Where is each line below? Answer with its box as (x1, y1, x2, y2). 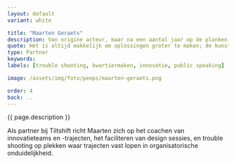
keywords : (7, 55, 37, 63)
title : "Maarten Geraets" (7, 29, 83, 36)
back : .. (7, 94, 33, 101)
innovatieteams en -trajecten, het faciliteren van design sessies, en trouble (7, 134, 223, 142)
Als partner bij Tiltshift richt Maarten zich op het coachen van (7, 127, 185, 135)
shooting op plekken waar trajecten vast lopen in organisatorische (7, 142, 199, 150)
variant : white (7, 17, 52, 24)
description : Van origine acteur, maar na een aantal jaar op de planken (7, 36, 228, 43)
